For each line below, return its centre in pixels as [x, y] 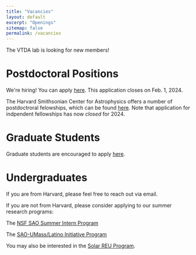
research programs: [30, 212]
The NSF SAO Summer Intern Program [52, 223]
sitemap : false [25, 28]
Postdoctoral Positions [62, 74]
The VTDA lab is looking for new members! [58, 50]
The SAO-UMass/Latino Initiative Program [56, 234]
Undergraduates [47, 178]
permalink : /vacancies [34, 33]
